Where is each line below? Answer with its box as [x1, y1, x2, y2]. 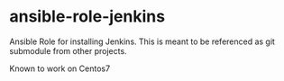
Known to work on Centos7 [9, 63, 111, 74]
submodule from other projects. [9, 45, 128, 56]
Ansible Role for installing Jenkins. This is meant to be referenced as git [9, 36, 275, 47]
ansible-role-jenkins [9, 6, 165, 27]
